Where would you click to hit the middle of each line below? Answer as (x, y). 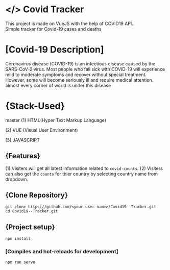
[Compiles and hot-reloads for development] (62, 252)
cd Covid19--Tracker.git (32, 211)
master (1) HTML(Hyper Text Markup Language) (56, 120)
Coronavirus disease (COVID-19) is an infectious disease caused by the (80, 64)
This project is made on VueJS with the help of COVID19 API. (69, 23)
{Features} (23, 156)
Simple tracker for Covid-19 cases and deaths (53, 29)
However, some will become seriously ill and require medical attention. (79, 80)
